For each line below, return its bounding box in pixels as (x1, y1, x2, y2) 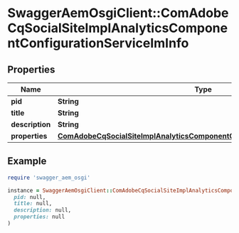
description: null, (14, 207, 72, 214)
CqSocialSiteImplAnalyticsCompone (7, 20, 228, 36)
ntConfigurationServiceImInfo (7, 36, 189, 51)
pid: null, (14, 193, 46, 200)
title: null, (14, 200, 53, 207)
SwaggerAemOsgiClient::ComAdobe (7, 5, 229, 21)
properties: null (14, 213, 65, 221)
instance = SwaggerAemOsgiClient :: (7, 187, 113, 194)
